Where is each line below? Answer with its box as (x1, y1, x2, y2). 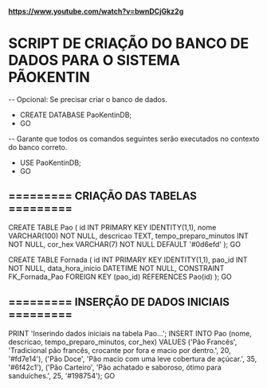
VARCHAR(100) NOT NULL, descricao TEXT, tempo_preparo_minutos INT (8, 231, 249, 241)
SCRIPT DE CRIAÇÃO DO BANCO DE (8, 34, 249, 52)
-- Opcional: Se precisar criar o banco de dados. (8, 94, 167, 104)
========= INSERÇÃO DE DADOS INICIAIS (8, 295, 230, 308)
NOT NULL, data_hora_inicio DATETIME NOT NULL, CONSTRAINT (8, 264, 225, 273)
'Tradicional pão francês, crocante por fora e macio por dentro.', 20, (8, 346, 231, 355)
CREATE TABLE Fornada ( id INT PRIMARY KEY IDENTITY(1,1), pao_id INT (8, 255, 249, 265)
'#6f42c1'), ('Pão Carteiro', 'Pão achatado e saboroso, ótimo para (8, 363, 222, 372)
